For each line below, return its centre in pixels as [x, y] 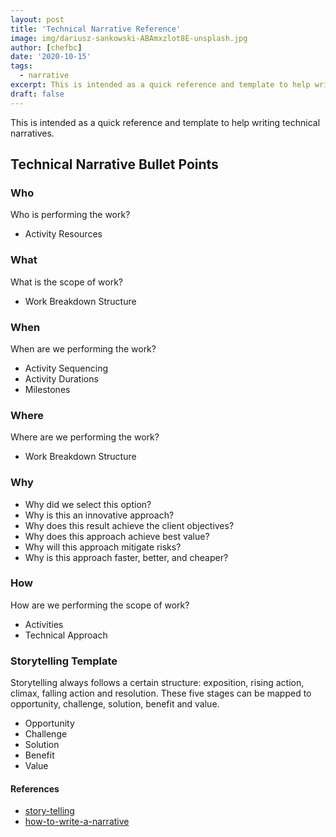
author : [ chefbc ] [46, 47]
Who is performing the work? [70, 215]
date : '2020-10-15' [51, 57]
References [35, 788]
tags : [21, 66]
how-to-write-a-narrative [77, 822]
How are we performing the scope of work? [100, 605]
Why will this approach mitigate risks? [103, 547]
